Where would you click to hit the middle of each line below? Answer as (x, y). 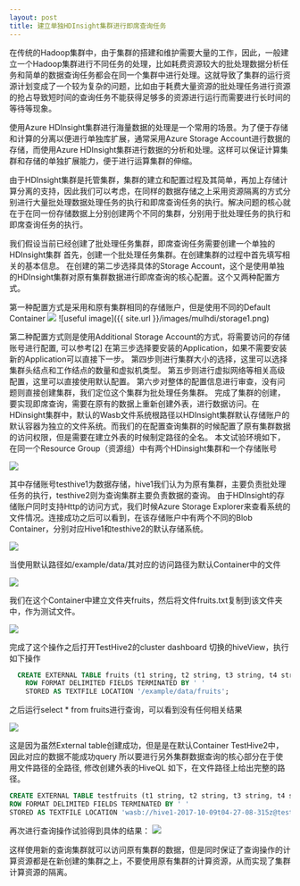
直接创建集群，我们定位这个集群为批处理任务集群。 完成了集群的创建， (155, 392)
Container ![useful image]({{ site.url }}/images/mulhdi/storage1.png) (139, 318)
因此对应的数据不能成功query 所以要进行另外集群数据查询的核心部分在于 (142, 756)
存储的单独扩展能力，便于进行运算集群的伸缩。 (111, 161)
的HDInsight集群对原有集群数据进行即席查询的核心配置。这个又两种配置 (141, 277)
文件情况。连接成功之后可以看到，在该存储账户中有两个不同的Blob (131, 517)
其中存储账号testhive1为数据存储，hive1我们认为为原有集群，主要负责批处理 (148, 484)
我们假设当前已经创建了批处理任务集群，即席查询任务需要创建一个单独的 (142, 243)
